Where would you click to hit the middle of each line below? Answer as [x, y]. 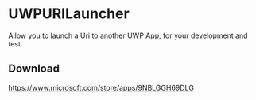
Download [34, 69]
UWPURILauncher [69, 14]
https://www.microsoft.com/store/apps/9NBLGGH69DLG [101, 87]
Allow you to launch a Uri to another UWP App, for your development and [128, 35]
